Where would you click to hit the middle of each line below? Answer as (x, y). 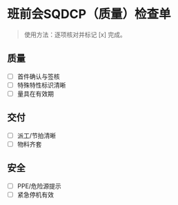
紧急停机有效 (35, 195)
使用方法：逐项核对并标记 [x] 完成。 (75, 35)
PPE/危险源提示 (39, 186)
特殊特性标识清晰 (41, 85)
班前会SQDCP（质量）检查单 (89, 14)
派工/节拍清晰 (37, 135)
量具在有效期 (35, 93)
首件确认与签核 (38, 76)
